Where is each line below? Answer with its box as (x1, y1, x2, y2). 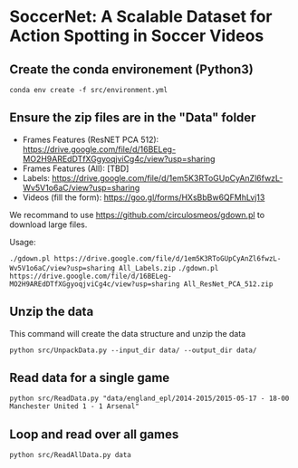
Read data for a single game (9, 370, 170, 386)
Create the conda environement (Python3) (9, 62, 254, 77)
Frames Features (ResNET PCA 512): (22, 134, 159, 145)
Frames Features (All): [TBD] (22, 163, 130, 174)
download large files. (9, 219, 88, 230)
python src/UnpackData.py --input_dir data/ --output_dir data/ (9, 346, 257, 355)
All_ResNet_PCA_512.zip (183, 279, 274, 289)
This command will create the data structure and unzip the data (9, 328, 246, 339)
